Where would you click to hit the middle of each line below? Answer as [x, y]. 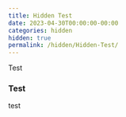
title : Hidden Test [40, 16]
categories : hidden [40, 30]
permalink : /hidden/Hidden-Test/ [63, 45]
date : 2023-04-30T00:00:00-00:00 [63, 23]
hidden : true [30, 38]
